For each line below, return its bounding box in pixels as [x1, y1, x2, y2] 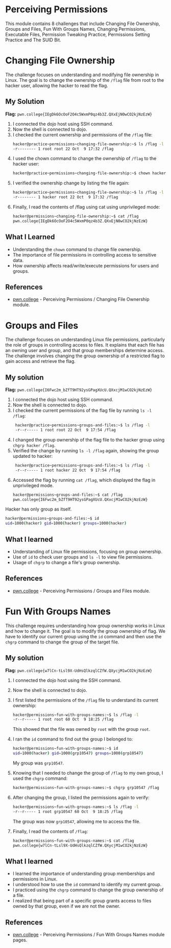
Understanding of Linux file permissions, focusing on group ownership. [12, 548, 162, 554]
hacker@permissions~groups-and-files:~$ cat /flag [12, 492, 123, 497]
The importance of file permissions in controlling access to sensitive [12, 251, 157, 258]
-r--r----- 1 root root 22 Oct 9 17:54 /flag [15, 428, 116, 433]
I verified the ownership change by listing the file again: [12, 180, 130, 186]
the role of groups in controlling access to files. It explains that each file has [5, 342, 164, 348]
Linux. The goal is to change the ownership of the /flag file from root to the [5, 77, 164, 83]
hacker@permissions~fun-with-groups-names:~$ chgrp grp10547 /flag [12, 785, 159, 791]
